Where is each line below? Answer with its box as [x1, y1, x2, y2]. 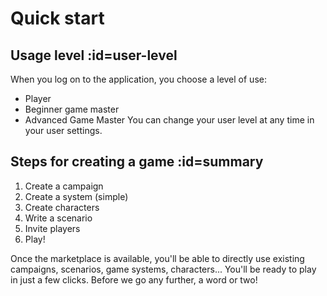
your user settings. [24, 125, 103, 136]
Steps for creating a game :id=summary [10, 153, 264, 171]
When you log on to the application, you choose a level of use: [10, 73, 267, 85]
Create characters [24, 201, 100, 213]
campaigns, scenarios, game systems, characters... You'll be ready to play [10, 263, 317, 275]
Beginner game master [24, 103, 120, 115]
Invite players [24, 222, 81, 234]
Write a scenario [24, 212, 93, 224]
